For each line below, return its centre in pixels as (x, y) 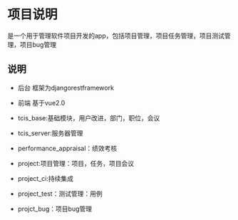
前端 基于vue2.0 (41, 103)
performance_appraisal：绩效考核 (67, 148)
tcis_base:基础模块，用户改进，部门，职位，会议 (89, 117)
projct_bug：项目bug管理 (55, 209)
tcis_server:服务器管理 (50, 133)
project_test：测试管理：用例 (60, 194)
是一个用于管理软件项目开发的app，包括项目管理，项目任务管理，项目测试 (116, 36)
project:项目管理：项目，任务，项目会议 (76, 163)
